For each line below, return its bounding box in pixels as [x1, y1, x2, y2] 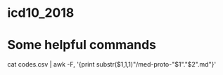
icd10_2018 [7, 5, 75, 21]
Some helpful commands [7, 37, 157, 53]
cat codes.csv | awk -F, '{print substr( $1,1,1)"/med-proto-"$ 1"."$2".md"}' [7, 60, 217, 69]
